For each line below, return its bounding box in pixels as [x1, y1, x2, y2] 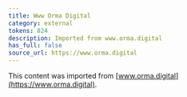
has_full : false [8, 42, 62, 50]
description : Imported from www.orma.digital [8, 34, 162, 42]
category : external [8, 19, 74, 27]
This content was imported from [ [8, 71, 118, 80]
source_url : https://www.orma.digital [8, 49, 137, 57]
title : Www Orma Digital [8, 11, 91, 20]
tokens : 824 [8, 26, 48, 34]
